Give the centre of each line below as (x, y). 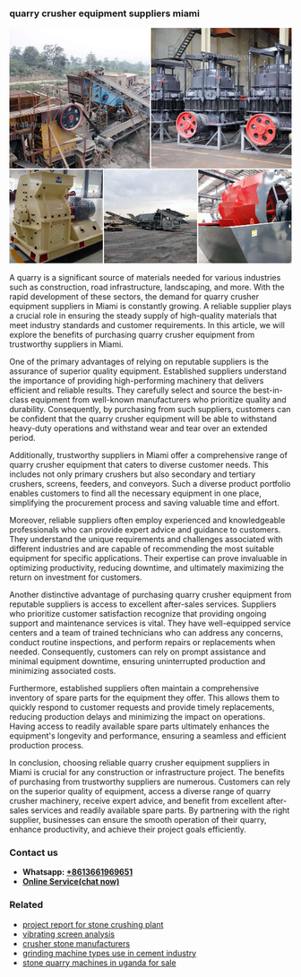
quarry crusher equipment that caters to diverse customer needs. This (139, 464)
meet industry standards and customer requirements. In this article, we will (147, 324)
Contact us (34, 852)
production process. (47, 745)
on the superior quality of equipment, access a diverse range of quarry (140, 791)
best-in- (268, 390)
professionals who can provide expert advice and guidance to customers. (145, 529)
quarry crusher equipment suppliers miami (104, 13)
